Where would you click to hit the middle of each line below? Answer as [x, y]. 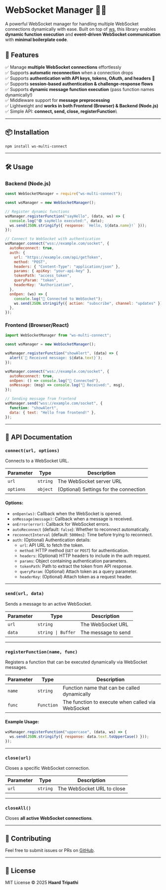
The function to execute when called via [109, 702]
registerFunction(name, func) [41, 652]
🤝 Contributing [28, 838]
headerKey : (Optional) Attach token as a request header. [76, 577]
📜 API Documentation [39, 437]
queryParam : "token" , [36, 281]
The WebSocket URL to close [91, 789]
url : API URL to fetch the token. [52, 545]
